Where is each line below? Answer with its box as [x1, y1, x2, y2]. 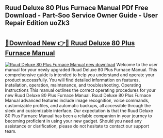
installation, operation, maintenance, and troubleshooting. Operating [5, 82, 142, 88]
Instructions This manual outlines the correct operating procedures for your [5, 87, 156, 93]
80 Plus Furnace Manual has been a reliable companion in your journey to [5, 113, 152, 119]
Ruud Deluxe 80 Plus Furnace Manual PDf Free [5, 4, 149, 12]
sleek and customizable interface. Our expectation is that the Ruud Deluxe [5, 108, 153, 113]
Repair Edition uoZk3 [5, 19, 70, 27]
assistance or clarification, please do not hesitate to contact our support [5, 123, 149, 129]
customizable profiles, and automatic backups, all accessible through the [5, 103, 151, 108]
